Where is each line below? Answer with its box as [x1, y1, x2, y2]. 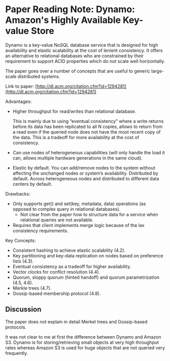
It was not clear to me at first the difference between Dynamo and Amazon [5, 334, 161, 340]
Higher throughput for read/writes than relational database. [12, 108, 137, 114]
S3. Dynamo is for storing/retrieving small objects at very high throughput [5, 339, 159, 345]
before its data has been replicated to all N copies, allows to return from [12, 123, 163, 129]
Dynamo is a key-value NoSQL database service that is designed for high [5, 42, 158, 48]
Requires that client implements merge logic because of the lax [12, 222, 145, 228]
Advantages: [5, 98, 32, 105]
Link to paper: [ [5, 83, 37, 89]
